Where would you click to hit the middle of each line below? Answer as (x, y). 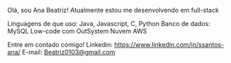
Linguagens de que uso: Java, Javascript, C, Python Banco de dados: (109, 23)
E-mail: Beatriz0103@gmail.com (68, 52)
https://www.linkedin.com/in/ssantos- (169, 44)
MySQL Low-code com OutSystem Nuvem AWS (77, 31)
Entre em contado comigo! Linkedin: (60, 44)
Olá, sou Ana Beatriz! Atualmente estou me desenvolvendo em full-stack (113, 10)
